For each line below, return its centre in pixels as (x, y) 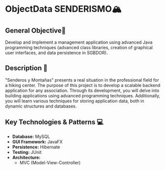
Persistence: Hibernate (36, 147)
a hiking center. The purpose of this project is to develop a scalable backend (83, 85)
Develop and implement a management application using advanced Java (79, 42)
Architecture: (26, 157)
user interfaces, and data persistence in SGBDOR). (56, 53)
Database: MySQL (31, 136)
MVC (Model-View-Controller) (50, 163)
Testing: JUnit (27, 152)
